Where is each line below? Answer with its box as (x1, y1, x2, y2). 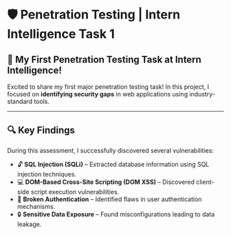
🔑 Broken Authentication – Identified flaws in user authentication (16, 195, 202, 203)
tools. (34, 97, 50, 105)
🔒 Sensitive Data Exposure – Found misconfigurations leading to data (16, 210, 215, 218)
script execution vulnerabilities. (30, 187, 120, 196)
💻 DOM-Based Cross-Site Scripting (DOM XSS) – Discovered (16, 178, 195, 186)
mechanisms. (16, 202, 56, 210)
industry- (188, 90, 215, 98)
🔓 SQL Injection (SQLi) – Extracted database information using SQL (16, 160, 210, 168)
